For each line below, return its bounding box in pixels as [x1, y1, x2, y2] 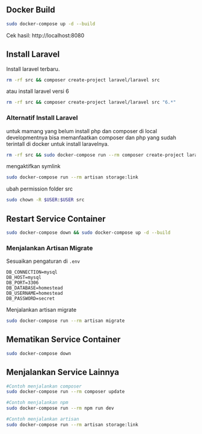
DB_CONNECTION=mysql [6, 269, 58, 275]
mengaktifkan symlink [6, 163, 61, 170]
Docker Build [6, 5, 55, 15]
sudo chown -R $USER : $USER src [6, 197, 85, 203]
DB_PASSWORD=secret [6, 295, 55, 302]
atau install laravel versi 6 [6, 87, 69, 95]
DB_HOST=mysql [6, 274, 42, 281]
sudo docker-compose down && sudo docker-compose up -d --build [6, 229, 171, 236]
